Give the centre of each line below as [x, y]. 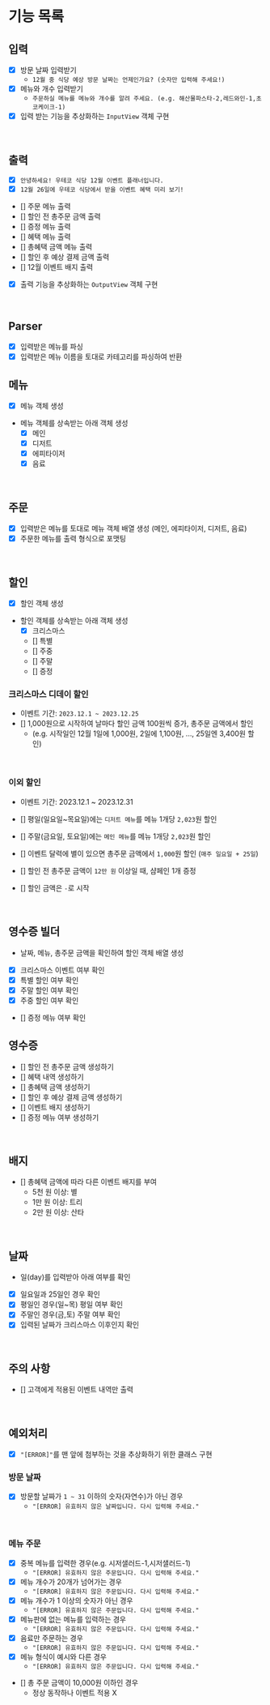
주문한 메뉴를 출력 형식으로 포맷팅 [73, 539]
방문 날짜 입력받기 [48, 70]
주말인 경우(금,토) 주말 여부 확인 [70, 1314]
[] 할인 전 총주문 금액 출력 [60, 216]
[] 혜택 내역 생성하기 [52, 1077]
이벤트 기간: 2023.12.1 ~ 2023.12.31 [76, 801]
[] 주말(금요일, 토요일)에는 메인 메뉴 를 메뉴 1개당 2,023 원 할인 [116, 836]
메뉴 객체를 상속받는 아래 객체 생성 [74, 423]
